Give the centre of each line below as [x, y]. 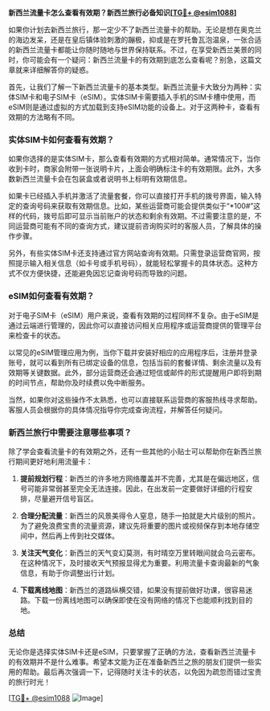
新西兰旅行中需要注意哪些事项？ [70, 432]
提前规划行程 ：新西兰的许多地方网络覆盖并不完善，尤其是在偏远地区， [136, 478]
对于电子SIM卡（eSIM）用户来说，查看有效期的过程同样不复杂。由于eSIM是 [134, 315]
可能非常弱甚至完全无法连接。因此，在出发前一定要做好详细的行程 [136, 488]
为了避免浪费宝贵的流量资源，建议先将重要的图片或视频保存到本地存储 [136, 525]
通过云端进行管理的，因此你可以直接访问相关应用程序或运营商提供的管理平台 [135, 325]
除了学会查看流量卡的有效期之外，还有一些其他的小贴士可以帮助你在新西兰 [131, 451]
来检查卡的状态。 [37, 335]
